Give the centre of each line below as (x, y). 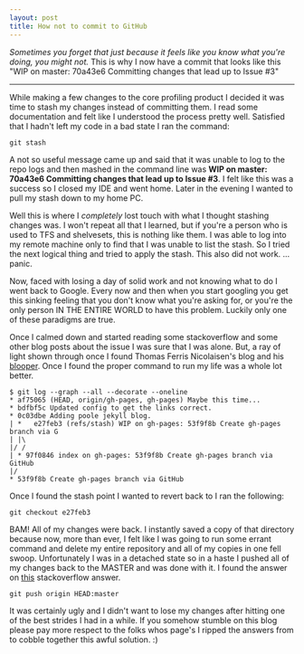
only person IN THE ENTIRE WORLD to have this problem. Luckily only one (148, 309)
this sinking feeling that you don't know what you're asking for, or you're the (151, 300)
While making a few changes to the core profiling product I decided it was (147, 97)
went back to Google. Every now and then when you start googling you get (149, 290)
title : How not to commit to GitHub (78, 26)
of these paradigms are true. (62, 319)
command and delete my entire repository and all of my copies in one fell (146, 548)
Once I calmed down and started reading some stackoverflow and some (144, 336)
